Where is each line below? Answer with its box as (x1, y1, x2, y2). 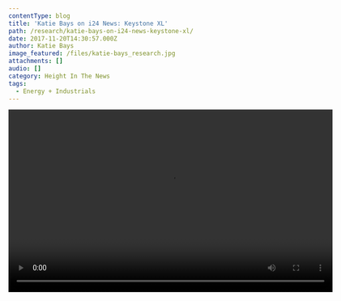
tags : (8, 79, 27, 87)
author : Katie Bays (8, 42, 75, 50)
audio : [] (8, 65, 42, 73)
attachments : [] (8, 57, 63, 66)
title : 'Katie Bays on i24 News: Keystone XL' (8, 19, 168, 28)
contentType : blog (8, 11, 70, 20)
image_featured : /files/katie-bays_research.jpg (8, 49, 176, 57)
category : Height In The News (8, 72, 111, 80)
